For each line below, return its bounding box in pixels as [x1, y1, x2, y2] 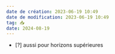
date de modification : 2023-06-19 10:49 [6, 14, 110, 20]
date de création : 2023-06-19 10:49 [6, 8, 98, 15]
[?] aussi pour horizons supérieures [14, 42, 104, 49]
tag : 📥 [6, 20, 25, 26]
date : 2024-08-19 [6, 25, 50, 31]
